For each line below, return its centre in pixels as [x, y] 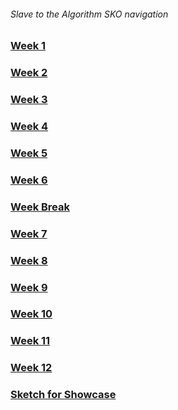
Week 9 [29, 287]
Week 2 [29, 73]
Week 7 [29, 233]
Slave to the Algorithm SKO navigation [89, 14]
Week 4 [29, 126]
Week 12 [31, 368]
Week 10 [31, 314]
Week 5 [29, 153]
